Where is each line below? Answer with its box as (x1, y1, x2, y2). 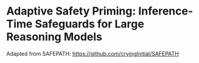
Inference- (138, 4, 194, 18)
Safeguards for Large (35, 17, 144, 31)
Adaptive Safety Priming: (6, 4, 136, 18)
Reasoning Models (6, 30, 102, 44)
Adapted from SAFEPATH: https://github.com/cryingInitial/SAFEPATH (6, 50, 180, 57)
